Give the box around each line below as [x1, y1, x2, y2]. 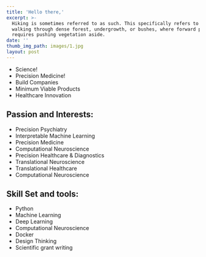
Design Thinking [15, 237, 57, 245]
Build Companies [15, 78, 59, 86]
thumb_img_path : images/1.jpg [6, 43, 84, 50]
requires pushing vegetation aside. [12, 32, 105, 38]
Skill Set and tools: [6, 188, 79, 199]
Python [15, 205, 34, 212]
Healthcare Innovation [15, 91, 72, 99]
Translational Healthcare [15, 165, 78, 172]
